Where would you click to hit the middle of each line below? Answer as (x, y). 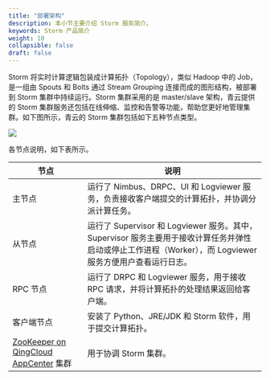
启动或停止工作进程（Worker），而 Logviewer (172, 250)
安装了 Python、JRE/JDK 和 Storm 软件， (165, 316)
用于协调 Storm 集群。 (129, 353)
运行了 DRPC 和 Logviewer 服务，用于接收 (167, 277)
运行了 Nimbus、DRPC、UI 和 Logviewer (164, 187)
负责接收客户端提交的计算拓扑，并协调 (176, 199)
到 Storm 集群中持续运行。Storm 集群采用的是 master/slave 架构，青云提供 (132, 97)
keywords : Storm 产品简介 (49, 31)
